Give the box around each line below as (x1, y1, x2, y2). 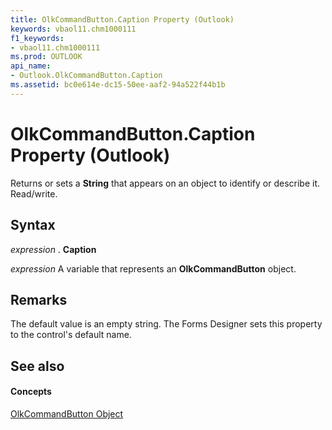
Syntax (10, 217, 56, 234)
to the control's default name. (10, 329, 132, 341)
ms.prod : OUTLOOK (10, 52, 83, 62)
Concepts (10, 386, 52, 398)
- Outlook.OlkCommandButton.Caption (10, 71, 163, 81)
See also (10, 357, 65, 375)
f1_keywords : (10, 33, 65, 43)
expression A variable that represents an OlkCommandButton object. (10, 262, 297, 275)
